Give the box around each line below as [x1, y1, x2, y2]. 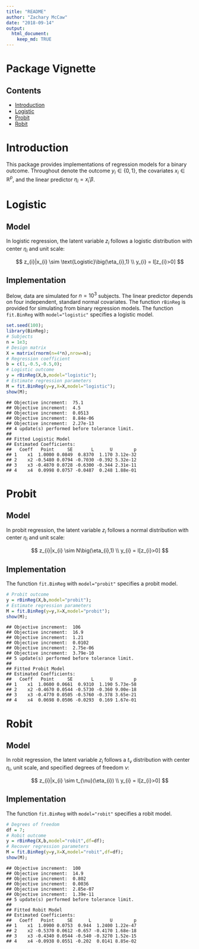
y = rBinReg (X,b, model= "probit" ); [6, 597, 92, 603]
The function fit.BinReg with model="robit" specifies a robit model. [6, 810, 172, 817]
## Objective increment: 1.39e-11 [6, 891, 94, 897]
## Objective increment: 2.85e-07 [6, 886, 94, 892]
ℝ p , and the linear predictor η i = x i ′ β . [6, 175, 95, 184]
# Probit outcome [6, 592, 49, 598]
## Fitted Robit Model [6, 907, 62, 913]
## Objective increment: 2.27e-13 [6, 420, 94, 426]
